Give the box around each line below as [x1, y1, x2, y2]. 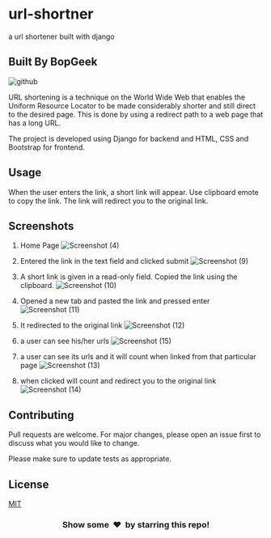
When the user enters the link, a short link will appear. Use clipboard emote [8, 187, 259, 197]
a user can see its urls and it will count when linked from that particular [19, 352, 256, 362]
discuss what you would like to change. [8, 438, 140, 448]
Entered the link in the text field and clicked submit [19, 256, 189, 266]
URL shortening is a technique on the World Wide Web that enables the [8, 92, 245, 102]
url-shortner [8, 5, 94, 23]
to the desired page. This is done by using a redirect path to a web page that [8, 109, 264, 119]
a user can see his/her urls [19, 337, 109, 346]
